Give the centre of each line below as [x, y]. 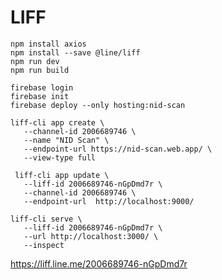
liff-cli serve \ [46, 219]
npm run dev [35, 61]
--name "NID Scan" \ [66, 140]
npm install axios [48, 44]
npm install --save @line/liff [75, 52]
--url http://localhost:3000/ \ [91, 236]
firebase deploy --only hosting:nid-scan [98, 105]
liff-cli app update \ [62, 175]
